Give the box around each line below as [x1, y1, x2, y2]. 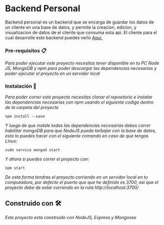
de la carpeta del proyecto [5, 104, 59, 110]
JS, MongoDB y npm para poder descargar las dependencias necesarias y [5, 66, 157, 71]
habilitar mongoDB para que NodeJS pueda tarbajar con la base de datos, [5, 128, 157, 134]
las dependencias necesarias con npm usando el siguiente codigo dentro [5, 99, 154, 105]
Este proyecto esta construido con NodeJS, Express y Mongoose [5, 215, 137, 221]
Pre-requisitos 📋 [5, 47, 47, 54]
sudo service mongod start [5, 147, 60, 152]
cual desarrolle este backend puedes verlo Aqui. [5, 35, 103, 41]
